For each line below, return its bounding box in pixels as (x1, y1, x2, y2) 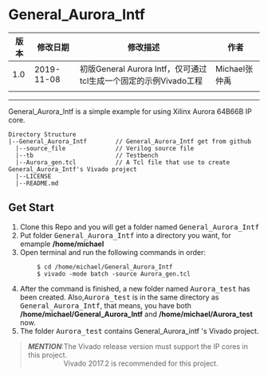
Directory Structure (8, 130, 77, 139)
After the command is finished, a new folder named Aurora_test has (19, 284, 250, 293)
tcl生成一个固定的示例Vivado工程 (79, 75, 203, 86)
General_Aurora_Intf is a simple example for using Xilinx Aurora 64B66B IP (8, 106, 253, 116)
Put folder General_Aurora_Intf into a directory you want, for (19, 230, 231, 240)
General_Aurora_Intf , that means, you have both (19, 300, 191, 310)
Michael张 (215, 63, 254, 74)
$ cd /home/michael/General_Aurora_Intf (37, 263, 173, 271)
